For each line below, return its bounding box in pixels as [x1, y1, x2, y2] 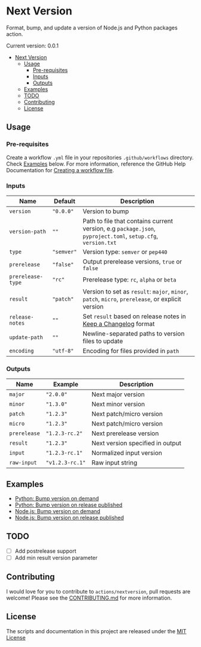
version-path [9, 228, 47, 235]
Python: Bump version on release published [14, 501, 123, 508]
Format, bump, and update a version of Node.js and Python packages [6, 24, 178, 31]
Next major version [92, 390, 145, 399]
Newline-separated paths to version [83, 329, 185, 337]
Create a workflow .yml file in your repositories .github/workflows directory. [6, 154, 194, 161]
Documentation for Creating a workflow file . [6, 166, 114, 173]
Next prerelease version [92, 429, 159, 438]
